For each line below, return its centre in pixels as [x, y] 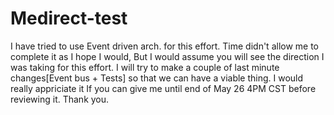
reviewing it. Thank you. [60, 99]
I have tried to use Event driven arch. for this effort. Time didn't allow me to [165, 46]
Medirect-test [69, 18]
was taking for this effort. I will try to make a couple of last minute [145, 67]
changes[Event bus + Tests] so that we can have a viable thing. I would [157, 78]
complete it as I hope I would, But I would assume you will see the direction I [167, 56]
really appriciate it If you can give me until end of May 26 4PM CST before [163, 88]
